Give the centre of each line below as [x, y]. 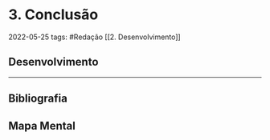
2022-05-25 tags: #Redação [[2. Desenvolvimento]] [94, 37]
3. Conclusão [53, 15]
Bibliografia [38, 99]
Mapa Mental [42, 126]
